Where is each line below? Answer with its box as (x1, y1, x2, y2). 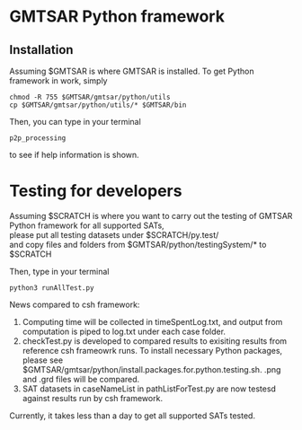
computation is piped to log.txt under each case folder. (22, 326, 226, 337)
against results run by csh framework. (22, 392, 164, 403)
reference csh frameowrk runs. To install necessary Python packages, (22, 345, 283, 355)
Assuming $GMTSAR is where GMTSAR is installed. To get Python (9, 66, 254, 76)
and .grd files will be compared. (22, 373, 140, 384)
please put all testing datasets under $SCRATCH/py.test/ (9, 229, 219, 240)
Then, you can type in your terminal (9, 117, 141, 127)
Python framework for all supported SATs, (9, 220, 164, 231)
